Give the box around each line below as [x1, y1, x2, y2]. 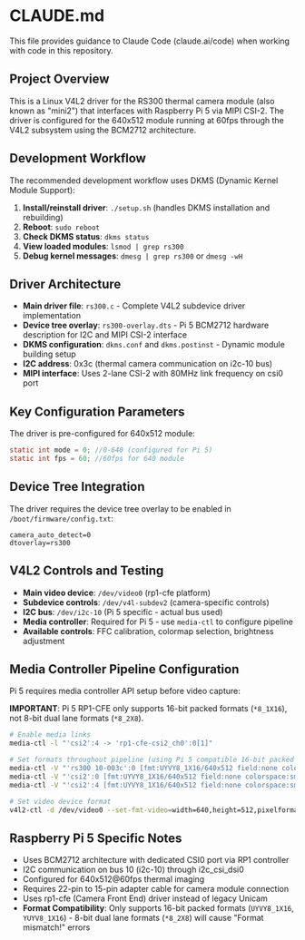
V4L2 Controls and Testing [9, 563, 164, 579]
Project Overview [9, 72, 110, 87]
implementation [22, 310, 82, 321]
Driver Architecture [9, 276, 122, 291]
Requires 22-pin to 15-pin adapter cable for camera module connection [22, 884, 289, 895]
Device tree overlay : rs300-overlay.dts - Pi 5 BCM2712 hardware [22, 319, 270, 331]
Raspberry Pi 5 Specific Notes [9, 830, 182, 846]
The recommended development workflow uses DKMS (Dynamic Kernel [9, 174, 279, 186]
